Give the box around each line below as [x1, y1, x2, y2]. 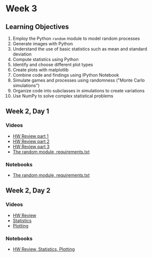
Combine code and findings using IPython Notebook [12, 72, 120, 78]
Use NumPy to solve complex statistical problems [12, 93, 114, 99]
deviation [12, 51, 32, 57]
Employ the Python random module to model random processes [12, 35, 140, 41]
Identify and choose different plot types [12, 62, 93, 67]
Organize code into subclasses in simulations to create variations [12, 88, 145, 93]
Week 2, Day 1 [5, 107, 50, 115]
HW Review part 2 [12, 138, 50, 144]
